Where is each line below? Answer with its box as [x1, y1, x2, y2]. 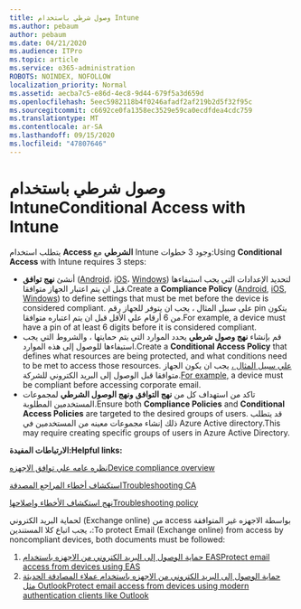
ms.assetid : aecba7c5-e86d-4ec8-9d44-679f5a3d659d [9, 89, 204, 98]
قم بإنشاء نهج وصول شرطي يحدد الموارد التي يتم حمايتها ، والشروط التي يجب [22, 331, 282, 342]
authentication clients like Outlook [22, 589, 149, 601]
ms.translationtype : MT [9, 114, 99, 123]
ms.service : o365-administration [9, 64, 136, 73]
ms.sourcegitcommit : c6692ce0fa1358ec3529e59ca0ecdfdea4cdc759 [9, 106, 253, 115]
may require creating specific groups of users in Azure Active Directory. [22, 426, 291, 438]
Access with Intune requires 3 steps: [9, 256, 147, 267]
